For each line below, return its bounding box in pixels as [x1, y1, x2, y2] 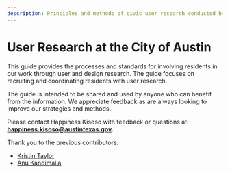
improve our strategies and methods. [7, 104, 112, 113]
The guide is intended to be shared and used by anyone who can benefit [7, 90, 212, 98]
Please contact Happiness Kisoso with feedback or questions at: [7, 118, 190, 126]
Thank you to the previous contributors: [7, 138, 119, 146]
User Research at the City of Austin [7, 39, 212, 55]
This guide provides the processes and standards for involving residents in [7, 62, 218, 70]
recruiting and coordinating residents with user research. [7, 77, 168, 85]
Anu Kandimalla [16, 159, 62, 167]
